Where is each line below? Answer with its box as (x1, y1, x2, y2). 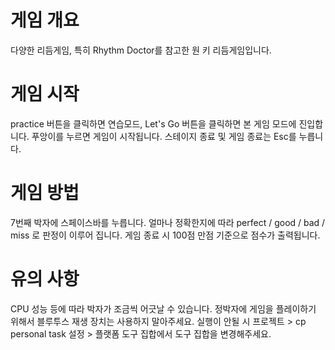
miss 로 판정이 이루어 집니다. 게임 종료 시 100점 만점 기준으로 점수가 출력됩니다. (10, 229, 321, 241)
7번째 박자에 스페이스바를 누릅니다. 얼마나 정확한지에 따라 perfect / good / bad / (10, 216, 326, 228)
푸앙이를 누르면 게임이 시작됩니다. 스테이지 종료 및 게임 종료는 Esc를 (31, 130, 297, 142)
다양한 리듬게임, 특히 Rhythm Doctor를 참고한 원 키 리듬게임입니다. (10, 44, 272, 56)
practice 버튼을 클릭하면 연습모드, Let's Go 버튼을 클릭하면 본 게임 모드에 (10, 117, 297, 130)
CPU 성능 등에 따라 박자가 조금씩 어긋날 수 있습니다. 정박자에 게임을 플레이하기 (10, 302, 317, 315)
